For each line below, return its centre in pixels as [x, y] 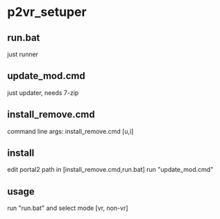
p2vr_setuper [47, 12]
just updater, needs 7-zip [43, 93]
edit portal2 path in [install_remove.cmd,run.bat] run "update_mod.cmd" [110, 170]
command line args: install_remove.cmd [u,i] [70, 131]
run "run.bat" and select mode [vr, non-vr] [68, 208]
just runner [23, 54]
